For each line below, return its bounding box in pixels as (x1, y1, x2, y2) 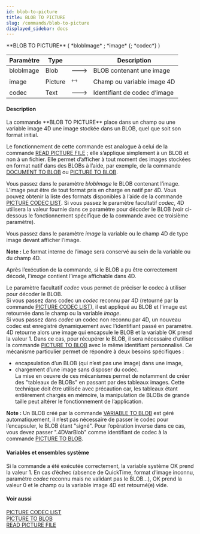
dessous (6, 212, 28, 219)
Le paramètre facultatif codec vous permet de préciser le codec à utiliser (6, 284, 187, 291)
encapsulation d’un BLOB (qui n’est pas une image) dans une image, (14, 360, 183, 367)
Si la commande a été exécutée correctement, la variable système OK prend (6, 462, 194, 469)
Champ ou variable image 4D (93, 77, 175, 86)
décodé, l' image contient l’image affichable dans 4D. (6, 273, 137, 280)
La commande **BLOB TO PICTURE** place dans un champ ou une (6, 118, 175, 126)
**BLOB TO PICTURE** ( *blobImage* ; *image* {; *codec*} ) (6, 42, 160, 49)
